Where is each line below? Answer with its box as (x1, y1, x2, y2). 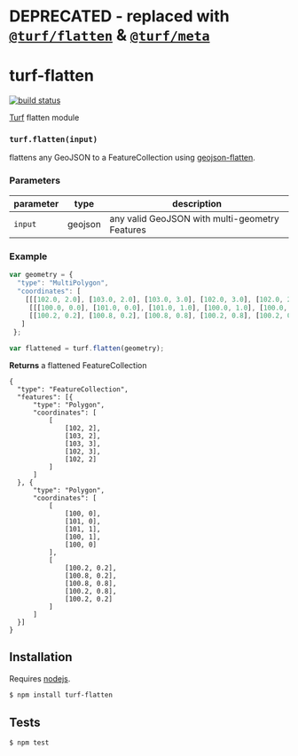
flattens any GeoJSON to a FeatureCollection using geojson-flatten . (9, 153, 255, 163)
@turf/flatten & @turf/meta (9, 25, 210, 45)
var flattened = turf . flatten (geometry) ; (9, 344, 165, 353)
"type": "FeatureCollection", (17, 384, 129, 394)
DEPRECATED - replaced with (9, 6, 230, 27)
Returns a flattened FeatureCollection (9, 359, 148, 370)
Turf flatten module (9, 113, 80, 123)
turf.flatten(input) (9, 135, 98, 145)
